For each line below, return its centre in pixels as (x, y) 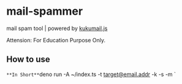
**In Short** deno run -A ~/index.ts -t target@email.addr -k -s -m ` (91, 74)
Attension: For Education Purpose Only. (56, 40)
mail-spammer (45, 11)
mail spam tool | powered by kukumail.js (57, 28)
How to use (28, 59)
